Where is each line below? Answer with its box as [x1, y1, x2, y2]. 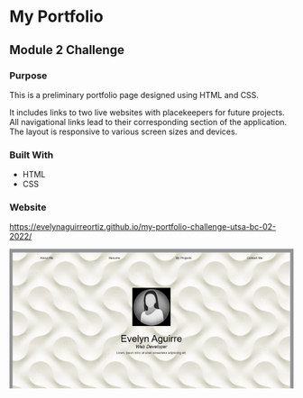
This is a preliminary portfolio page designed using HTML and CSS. [9, 89, 260, 100]
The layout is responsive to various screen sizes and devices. [9, 126, 238, 137]
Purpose [9, 69, 48, 82]
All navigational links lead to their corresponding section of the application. [9, 116, 287, 127]
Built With [9, 149, 54, 161]
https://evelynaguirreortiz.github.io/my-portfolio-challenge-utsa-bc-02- [9, 222, 277, 232]
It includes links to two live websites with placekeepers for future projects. [9, 106, 286, 118]
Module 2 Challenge [9, 42, 124, 58]
